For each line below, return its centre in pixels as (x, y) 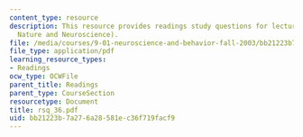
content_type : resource (54, 18)
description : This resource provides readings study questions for (139, 26)
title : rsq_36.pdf (44, 110)
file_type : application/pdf (62, 51)
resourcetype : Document (54, 101)
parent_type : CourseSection (62, 93)
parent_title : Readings (54, 85)
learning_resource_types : (58, 59)
